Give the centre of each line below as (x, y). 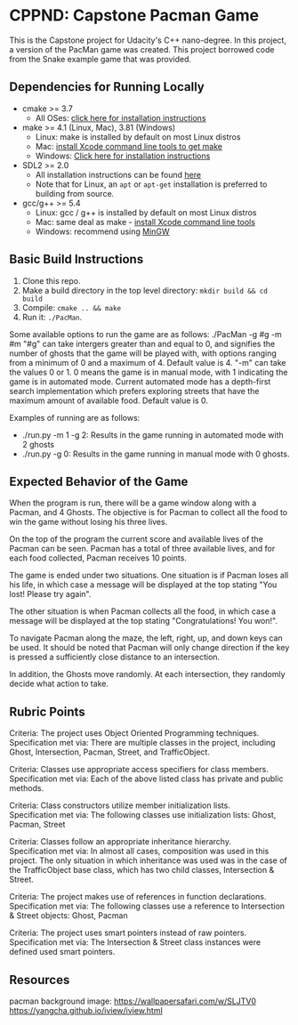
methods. (27, 788)
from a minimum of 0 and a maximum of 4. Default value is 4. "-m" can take (148, 362)
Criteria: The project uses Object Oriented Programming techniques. (134, 733)
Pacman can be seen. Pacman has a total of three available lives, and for (142, 549)
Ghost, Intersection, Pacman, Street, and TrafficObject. (110, 752)
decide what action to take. (59, 684)
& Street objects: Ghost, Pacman (68, 916)
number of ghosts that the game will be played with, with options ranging (143, 353)
